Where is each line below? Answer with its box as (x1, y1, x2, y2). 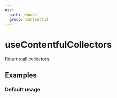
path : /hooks (9, 12, 37, 17)
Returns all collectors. (5, 56, 51, 62)
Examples (5, 70, 37, 79)
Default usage (5, 86, 40, 93)
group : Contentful (9, 17, 49, 22)
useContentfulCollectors (5, 39, 112, 51)
